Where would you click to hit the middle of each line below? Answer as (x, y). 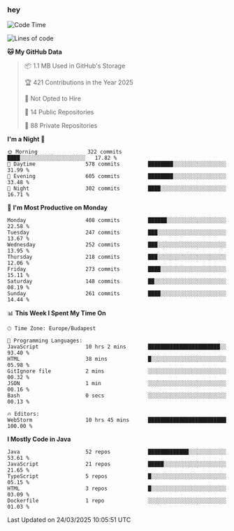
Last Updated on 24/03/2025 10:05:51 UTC (69, 520)
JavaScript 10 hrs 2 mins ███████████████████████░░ (117, 347)
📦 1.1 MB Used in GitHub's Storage (75, 66)
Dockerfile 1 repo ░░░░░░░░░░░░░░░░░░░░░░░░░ (117, 501)
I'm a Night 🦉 (26, 139)
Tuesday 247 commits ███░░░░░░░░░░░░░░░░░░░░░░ (117, 233)
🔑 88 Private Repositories (61, 126)
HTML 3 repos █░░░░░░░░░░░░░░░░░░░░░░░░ (117, 489)
